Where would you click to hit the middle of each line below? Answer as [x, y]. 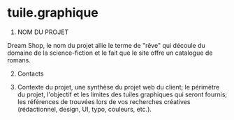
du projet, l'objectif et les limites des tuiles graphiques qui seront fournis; [122, 94]
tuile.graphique [53, 13]
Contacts [30, 74]
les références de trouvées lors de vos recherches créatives [104, 101]
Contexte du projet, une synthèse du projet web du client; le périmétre [118, 87]
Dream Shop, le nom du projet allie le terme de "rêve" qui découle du [107, 45]
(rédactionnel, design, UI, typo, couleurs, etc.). [85, 109]
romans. [19, 60]
